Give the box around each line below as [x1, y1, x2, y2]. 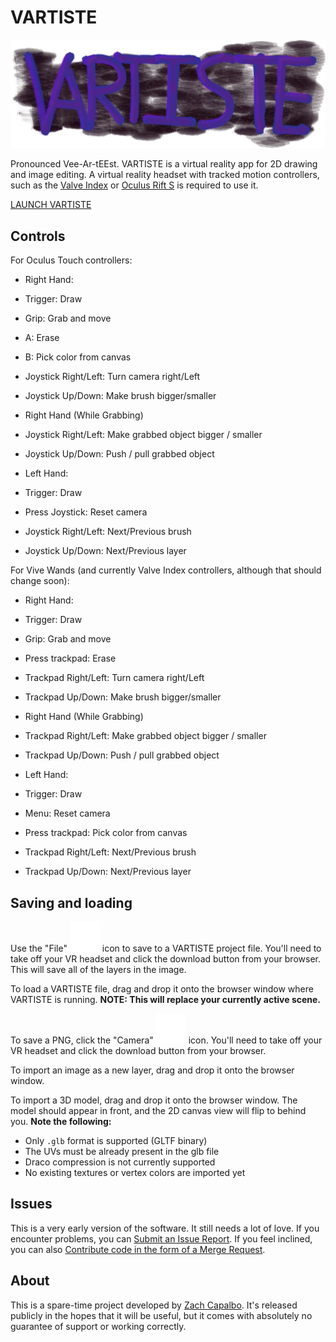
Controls [10, 227, 66, 245]
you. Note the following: [10, 1115, 112, 1127]
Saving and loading [10, 894, 133, 911]
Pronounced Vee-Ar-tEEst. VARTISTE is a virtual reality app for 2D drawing [10, 158, 318, 170]
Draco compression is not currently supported [24, 1156, 216, 1168]
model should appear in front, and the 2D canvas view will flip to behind [10, 1104, 307, 1116]
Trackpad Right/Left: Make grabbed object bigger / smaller [24, 730, 267, 742]
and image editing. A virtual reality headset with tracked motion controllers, [10, 169, 320, 181]
